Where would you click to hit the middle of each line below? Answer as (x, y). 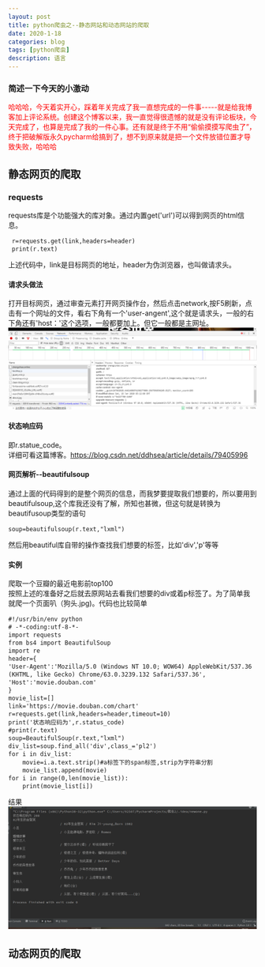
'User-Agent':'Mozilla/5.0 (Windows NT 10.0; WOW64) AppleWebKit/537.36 (130, 667)
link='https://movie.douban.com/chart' (74, 706)
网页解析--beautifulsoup (49, 474)
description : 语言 (37, 59)
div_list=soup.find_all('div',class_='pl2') (82, 746)
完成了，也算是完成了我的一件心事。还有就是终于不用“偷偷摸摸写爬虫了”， (135, 127)
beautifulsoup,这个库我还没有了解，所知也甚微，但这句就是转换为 (114, 503)
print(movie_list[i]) (58, 787)
